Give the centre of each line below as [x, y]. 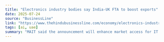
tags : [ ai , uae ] [21, 28]
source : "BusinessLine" [29, 18]
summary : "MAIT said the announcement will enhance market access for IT [82, 32]
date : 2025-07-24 [23, 14]
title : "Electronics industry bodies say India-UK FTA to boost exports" [82, 9]
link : [10, 23]
